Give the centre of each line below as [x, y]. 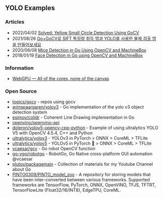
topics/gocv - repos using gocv [44, 102]
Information [19, 68]
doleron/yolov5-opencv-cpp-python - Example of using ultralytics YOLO [85, 128]
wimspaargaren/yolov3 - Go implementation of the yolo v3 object [78, 107]
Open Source [21, 91]
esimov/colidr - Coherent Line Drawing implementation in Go [73, 117]
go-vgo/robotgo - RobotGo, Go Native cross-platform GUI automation [82, 154]
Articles [15, 22]
